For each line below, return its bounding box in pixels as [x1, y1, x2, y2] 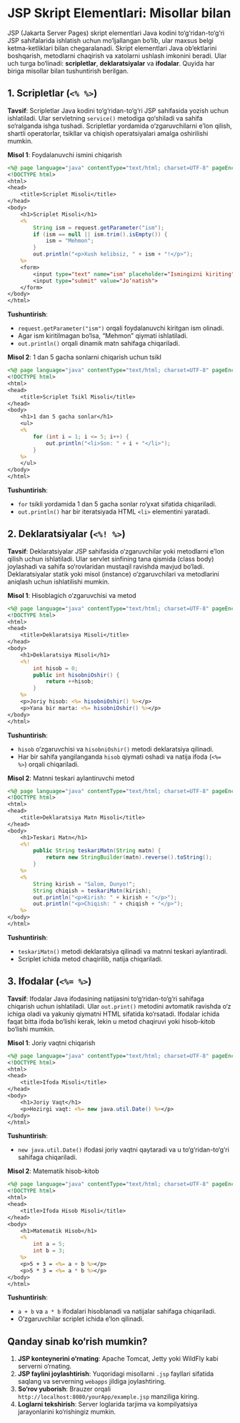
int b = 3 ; [33, 1247, 66, 1254]
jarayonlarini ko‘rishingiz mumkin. [17, 1407, 116, 1416]
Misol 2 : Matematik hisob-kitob [7, 1167, 99, 1176]
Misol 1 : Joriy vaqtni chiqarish [7, 1038, 96, 1047]
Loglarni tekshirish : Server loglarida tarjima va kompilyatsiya [17, 1400, 198, 1409]
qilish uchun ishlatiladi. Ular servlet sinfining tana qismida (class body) [7, 554, 214, 563]
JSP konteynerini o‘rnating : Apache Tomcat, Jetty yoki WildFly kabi [17, 1354, 219, 1363]
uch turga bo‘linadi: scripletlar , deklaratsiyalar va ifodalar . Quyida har [7, 59, 216, 67]
